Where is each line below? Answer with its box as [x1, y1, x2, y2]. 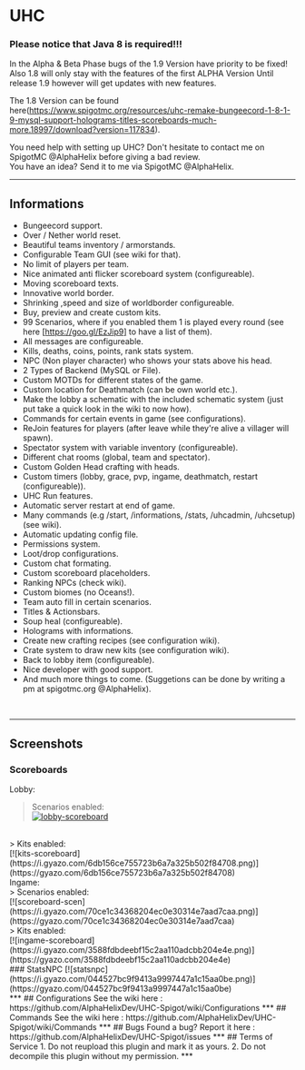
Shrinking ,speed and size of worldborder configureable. [22, 297, 234, 309]
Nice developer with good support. [22, 664, 153, 675]
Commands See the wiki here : [9, 1012, 124, 1023]
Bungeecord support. [22, 220, 103, 232]
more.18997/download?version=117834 [9, 124, 156, 135]
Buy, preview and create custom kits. [22, 307, 162, 318]
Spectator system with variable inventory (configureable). [22, 442, 239, 453]
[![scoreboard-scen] [9, 896, 86, 907]
